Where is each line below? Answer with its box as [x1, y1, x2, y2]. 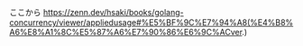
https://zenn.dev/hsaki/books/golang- [42, 7, 184, 17]
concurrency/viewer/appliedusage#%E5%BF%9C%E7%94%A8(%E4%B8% [9, 17, 294, 28]
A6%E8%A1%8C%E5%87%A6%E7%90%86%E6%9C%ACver [9, 27, 243, 37]
